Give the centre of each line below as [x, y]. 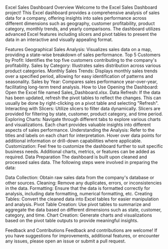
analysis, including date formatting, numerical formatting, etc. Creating [79, 194]
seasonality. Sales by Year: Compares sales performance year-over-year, [81, 81]
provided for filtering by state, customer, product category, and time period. [84, 114]
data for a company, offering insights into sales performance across [76, 18]
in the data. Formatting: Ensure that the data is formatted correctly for [78, 188]
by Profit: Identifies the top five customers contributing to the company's [81, 60]
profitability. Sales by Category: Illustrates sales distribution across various [83, 66]
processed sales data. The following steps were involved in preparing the [81, 162]
